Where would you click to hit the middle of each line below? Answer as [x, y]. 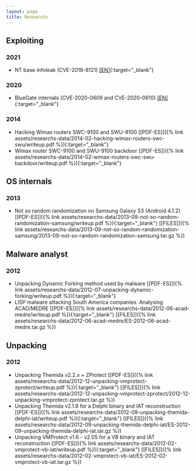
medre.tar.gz [30, 327]
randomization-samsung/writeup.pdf [59, 224]
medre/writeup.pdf [37, 315]
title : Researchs [27, 17]
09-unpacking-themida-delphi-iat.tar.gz [63, 431]
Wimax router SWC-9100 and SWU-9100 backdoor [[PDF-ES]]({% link [99, 150]
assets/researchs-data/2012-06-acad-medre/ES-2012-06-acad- [92, 321]
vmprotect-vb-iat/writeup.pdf [50, 449]
